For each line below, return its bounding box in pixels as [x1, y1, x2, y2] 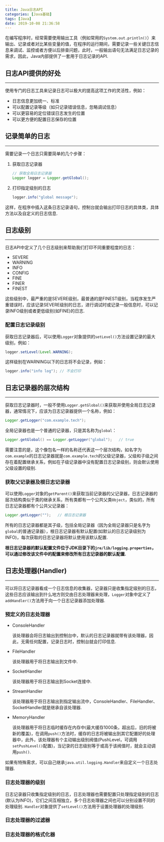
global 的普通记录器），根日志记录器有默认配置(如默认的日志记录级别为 [5, 528, 146, 535]
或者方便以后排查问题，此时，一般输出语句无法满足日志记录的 [35, 47, 159, 53]
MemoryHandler [12, 714, 45, 720]
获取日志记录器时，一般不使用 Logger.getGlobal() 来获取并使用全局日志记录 [5, 402, 156, 408]
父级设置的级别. [5, 465, 37, 471]
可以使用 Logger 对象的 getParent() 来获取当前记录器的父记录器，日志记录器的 [5, 491, 158, 497]
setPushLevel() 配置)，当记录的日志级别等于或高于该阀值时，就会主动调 [12, 743, 156, 749]
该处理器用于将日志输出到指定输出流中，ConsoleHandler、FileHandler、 [12, 698, 158, 704]
